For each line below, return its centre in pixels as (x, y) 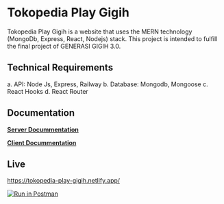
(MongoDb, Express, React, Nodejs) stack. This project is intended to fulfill (112, 38)
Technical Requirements (60, 67)
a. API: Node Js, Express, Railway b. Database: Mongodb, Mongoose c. (108, 84)
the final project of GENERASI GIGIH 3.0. (64, 46)
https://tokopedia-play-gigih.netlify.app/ (64, 181)
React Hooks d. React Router (48, 91)
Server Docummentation (43, 129)
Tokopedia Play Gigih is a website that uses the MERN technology (100, 31)
